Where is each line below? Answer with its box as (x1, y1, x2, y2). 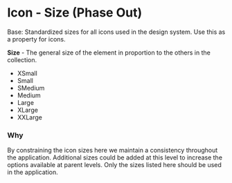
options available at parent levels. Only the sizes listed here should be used (7, 161, 222, 169)
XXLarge (17, 113, 43, 122)
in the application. (7, 168, 59, 177)
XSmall (17, 69, 38, 77)
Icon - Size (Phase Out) (7, 5, 143, 21)
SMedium (17, 84, 45, 92)
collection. (7, 55, 37, 64)
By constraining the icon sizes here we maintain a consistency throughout (7, 146, 218, 155)
